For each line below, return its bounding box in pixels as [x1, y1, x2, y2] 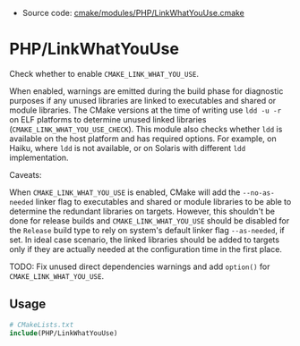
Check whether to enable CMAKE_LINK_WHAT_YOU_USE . [9, 68, 200, 79]
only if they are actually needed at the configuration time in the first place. [9, 243, 282, 254]
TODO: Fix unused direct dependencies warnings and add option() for [9, 261, 270, 272]
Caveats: [9, 169, 42, 180]
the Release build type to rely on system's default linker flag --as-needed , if [9, 224, 285, 235]
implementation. [9, 152, 69, 163]
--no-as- [242, 188, 275, 198]
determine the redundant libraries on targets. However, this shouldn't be [9, 206, 276, 216]
